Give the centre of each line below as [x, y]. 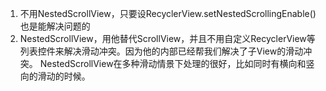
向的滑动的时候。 [55, 76]
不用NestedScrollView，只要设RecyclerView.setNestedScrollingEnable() [168, 13]
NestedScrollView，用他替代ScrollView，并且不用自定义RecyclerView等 [167, 38]
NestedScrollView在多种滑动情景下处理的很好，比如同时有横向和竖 [177, 63]
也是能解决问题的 [55, 26]
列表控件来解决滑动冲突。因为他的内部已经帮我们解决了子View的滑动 [161, 51]
